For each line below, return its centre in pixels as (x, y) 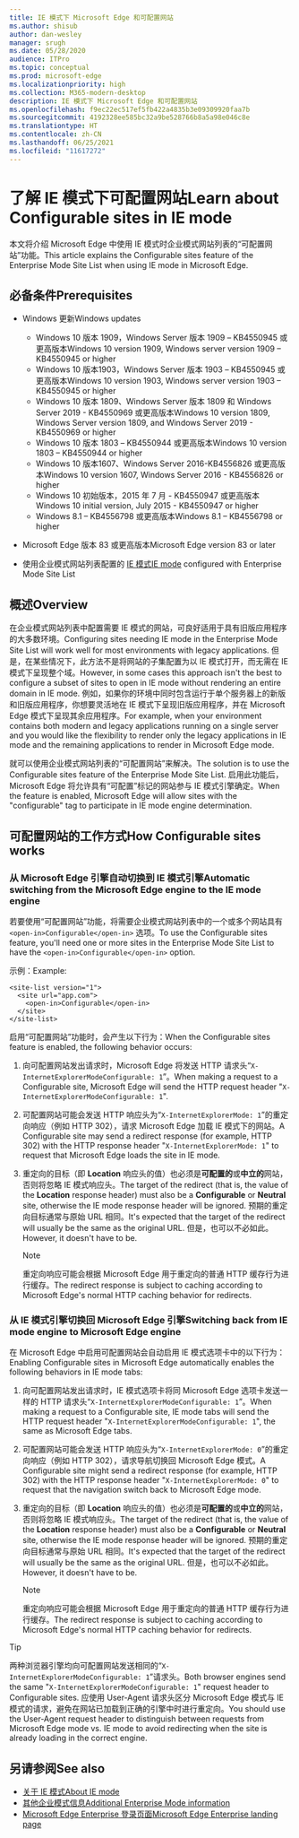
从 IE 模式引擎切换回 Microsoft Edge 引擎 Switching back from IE (149, 1320)
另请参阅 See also (57, 1769)
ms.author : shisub (43, 26)
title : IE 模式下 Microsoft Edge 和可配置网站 (92, 17)
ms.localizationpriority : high (68, 84)
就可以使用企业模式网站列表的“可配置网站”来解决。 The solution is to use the (149, 764)
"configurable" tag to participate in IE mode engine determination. (131, 806)
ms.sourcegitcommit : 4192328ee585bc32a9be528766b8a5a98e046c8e (130, 117)
